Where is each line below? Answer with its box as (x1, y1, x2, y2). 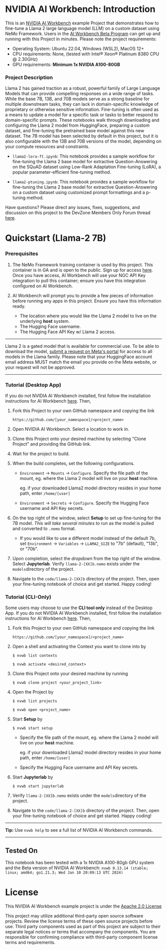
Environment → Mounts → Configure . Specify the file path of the (19, 470, 148, 476)
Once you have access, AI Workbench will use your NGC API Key (12, 272, 146, 278)
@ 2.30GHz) (12, 56, 38, 62)
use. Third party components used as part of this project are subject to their (5, 924, 161, 930)
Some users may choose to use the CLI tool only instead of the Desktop (5, 605, 153, 611)
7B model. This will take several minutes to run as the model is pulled (12, 520, 154, 526)
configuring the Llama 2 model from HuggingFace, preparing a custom (5, 122, 150, 128)
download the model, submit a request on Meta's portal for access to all (5, 348, 153, 354)
